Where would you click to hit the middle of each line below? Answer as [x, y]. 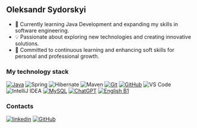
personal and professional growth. [57, 56]
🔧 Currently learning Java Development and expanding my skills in [96, 24]
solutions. [27, 43]
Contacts [20, 107]
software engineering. [42, 30]
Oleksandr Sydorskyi [46, 10]
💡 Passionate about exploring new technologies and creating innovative [103, 37]
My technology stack [38, 71]
